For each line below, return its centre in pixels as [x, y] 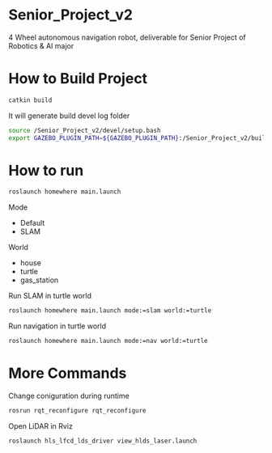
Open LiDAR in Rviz [40, 425]
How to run [46, 170]
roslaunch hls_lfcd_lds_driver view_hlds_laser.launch [103, 441]
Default [32, 223]
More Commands [68, 373]
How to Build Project [78, 79]
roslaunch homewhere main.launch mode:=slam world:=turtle [110, 311]
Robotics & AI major [41, 45]
